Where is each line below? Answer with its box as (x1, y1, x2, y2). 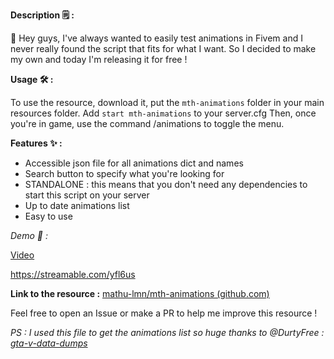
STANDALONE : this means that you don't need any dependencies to (24, 179, 308, 190)
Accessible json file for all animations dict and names (24, 157, 244, 169)
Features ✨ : (10, 137, 63, 149)
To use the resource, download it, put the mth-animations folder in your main (10, 97, 325, 108)
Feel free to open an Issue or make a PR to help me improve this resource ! (10, 307, 318, 319)
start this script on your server (24, 189, 150, 201)
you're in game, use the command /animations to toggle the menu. (10, 118, 285, 129)
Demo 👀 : (10, 230, 48, 241)
